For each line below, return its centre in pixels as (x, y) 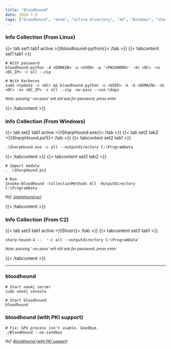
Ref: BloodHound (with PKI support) (36, 341)
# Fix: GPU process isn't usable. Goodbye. (52, 328)
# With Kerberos (22, 81)
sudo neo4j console (26, 291)
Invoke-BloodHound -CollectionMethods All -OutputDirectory (70, 184)
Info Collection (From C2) (37, 219)
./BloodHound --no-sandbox (34, 332)
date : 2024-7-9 (21, 15)
